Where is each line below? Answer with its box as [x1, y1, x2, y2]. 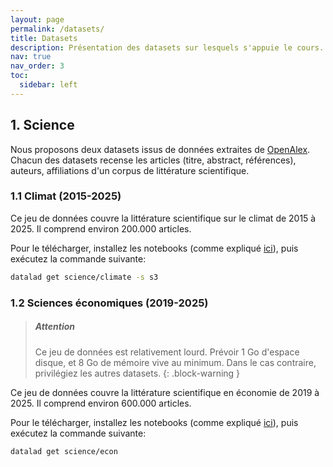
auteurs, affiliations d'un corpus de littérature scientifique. [10, 164, 250, 176]
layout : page [10, 14, 65, 25]
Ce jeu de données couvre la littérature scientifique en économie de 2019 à [10, 386, 320, 398]
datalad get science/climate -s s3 [10, 272, 159, 282]
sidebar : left [19, 80, 78, 90]
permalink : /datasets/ [10, 24, 105, 34]
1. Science [10, 117, 75, 134]
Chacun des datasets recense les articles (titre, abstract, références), [10, 154, 297, 166]
